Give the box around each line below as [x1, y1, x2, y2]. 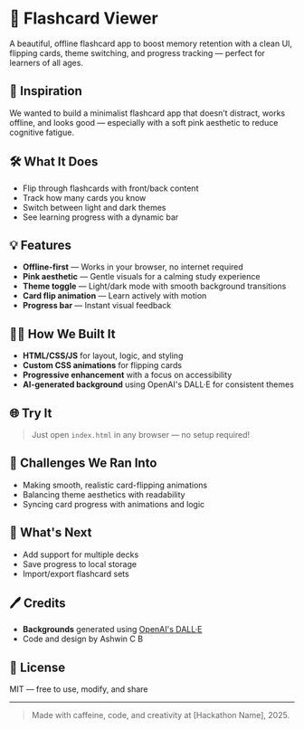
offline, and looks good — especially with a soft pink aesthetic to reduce [9, 117, 279, 128]
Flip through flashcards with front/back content [22, 183, 199, 194]
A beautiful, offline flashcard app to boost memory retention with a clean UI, [9, 38, 292, 49]
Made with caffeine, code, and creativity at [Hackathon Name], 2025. [31, 710, 290, 721]
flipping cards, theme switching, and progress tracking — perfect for [9, 47, 265, 58]
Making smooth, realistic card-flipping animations [22, 479, 208, 490]
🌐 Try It [9, 405, 52, 421]
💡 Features [9, 237, 72, 252]
